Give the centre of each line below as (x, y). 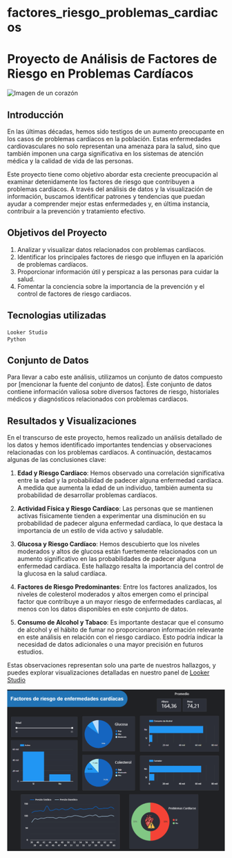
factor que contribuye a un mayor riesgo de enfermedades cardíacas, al (119, 602)
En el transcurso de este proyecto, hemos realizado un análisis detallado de (115, 438)
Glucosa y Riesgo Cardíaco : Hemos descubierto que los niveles (108, 544)
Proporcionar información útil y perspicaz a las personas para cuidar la (118, 271)
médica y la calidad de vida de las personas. (70, 161)
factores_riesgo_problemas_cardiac (113, 13)
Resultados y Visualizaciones (72, 421)
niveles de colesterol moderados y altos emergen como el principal (113, 594)
